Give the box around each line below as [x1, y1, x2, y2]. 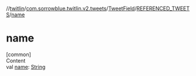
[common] [6, 51, 31, 58]
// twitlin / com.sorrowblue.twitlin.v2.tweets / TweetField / [6, 5, 137, 12]
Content [6, 57, 26, 64]
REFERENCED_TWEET [136, 5, 190, 12]
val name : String [6, 63, 46, 70]
